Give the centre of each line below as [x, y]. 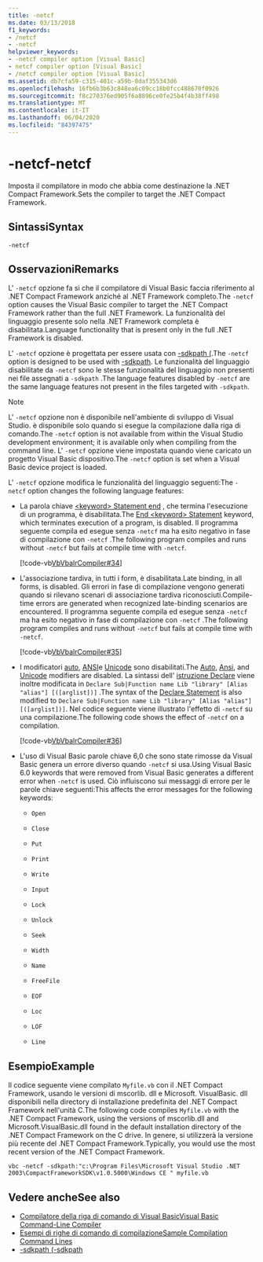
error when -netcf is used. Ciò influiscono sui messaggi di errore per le [135, 781]
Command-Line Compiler [60, 1224]
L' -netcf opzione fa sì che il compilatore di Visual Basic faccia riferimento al [131, 288]
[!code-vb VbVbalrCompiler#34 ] [71, 563]
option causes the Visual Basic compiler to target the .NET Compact [118, 305]
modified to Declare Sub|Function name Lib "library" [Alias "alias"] [136, 701]
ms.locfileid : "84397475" [50, 125]
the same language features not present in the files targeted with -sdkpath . [129, 387]
